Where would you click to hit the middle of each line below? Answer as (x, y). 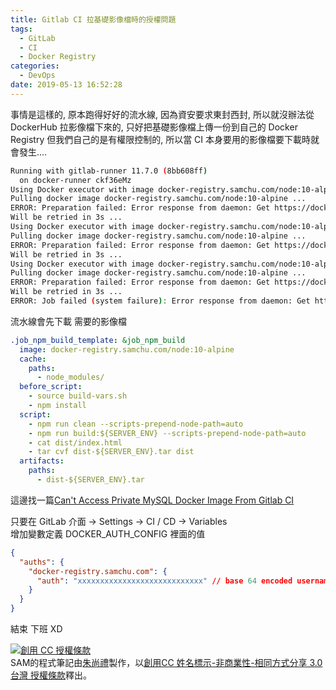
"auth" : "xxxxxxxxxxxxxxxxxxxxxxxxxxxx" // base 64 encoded (164, 581)
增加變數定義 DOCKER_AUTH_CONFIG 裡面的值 (108, 533)
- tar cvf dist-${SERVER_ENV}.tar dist (111, 452)
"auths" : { (42, 562)
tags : (21, 29)
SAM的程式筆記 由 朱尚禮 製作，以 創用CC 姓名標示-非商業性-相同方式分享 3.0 (166, 662)
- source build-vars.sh (78, 396)
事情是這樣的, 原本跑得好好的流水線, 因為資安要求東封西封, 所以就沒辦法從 (162, 114)
